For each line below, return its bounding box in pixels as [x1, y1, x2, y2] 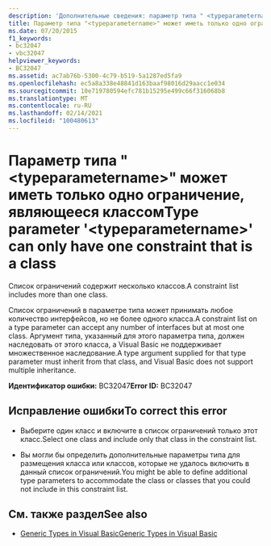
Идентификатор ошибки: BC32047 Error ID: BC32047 [8, 381, 193, 390]
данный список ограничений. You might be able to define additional [19, 467, 248, 477]
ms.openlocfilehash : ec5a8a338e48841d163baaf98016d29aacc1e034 [8, 79, 226, 87]
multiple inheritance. [8, 365, 77, 375]
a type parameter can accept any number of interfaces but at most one [8, 322, 244, 331]
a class [8, 255, 56, 273]
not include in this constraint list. [19, 484, 128, 494]
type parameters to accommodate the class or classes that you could [19, 475, 251, 485]
